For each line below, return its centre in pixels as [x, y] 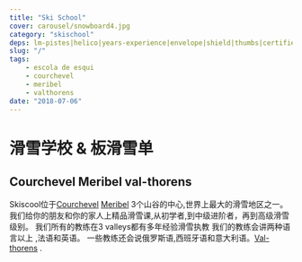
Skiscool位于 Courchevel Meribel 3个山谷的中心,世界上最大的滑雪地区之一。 [149, 205]
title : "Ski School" [48, 17]
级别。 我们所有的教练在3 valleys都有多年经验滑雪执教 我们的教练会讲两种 [146, 227]
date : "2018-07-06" [46, 101]
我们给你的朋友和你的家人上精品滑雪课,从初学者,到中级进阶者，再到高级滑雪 [150, 215]
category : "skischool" [52, 34]
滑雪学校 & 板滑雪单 [82, 148]
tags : [19, 59]
